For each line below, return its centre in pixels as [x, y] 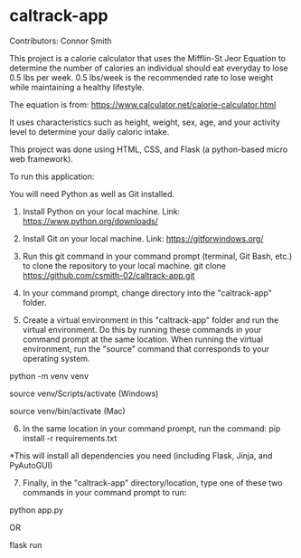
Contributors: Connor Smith [61, 41]
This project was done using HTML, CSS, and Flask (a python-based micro [149, 149]
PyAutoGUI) [31, 465]
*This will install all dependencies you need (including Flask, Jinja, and [141, 455]
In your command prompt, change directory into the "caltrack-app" [147, 293]
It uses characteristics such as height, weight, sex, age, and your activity [145, 122]
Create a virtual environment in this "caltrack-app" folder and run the [150, 320]
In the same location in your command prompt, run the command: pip [151, 428]
